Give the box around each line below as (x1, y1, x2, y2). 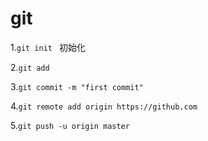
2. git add (10, 61, 50, 73)
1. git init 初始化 (10, 41, 87, 53)
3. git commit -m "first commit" (10, 80, 144, 92)
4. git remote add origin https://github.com (10, 100, 198, 112)
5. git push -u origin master (10, 119, 130, 131)
